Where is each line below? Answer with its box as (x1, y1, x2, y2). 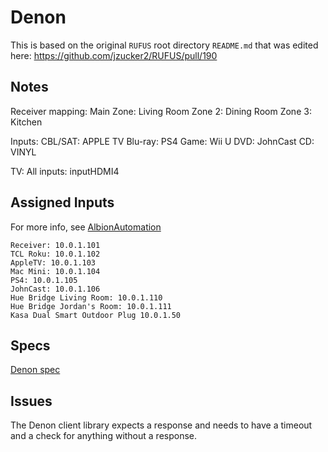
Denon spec (10, 364, 61, 376)
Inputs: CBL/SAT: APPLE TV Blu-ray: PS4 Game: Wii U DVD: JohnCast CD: (10, 135, 315, 147)
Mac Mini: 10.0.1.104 (10, 266, 101, 276)
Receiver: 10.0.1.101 (10, 240, 101, 250)
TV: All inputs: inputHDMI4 (10, 165, 120, 177)
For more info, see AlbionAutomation (10, 221, 162, 233)
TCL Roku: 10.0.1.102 (10, 249, 101, 259)
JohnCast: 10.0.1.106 (10, 284, 101, 294)
